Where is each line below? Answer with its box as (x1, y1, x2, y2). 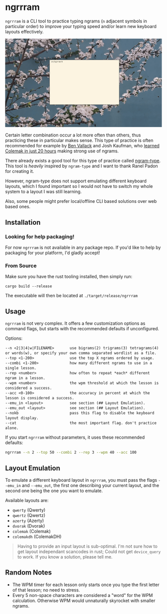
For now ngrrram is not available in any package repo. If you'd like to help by (5, 244, 161, 251)
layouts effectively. (5, 28, 44, 34)
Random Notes (5, 569, 52, 577)
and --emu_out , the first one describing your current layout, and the (22, 482, 160, 488)
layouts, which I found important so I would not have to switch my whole (5, 183, 153, 189)
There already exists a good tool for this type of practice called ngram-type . (5, 158, 161, 164)
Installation (5, 218, 41, 226)
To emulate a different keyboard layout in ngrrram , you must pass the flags (5, 477, 158, 483)
